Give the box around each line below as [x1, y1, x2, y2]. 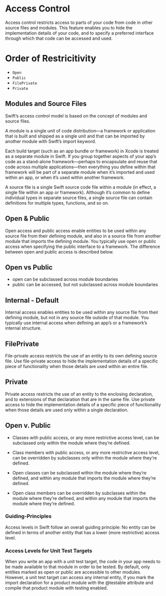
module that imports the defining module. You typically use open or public [5, 238, 157, 244]
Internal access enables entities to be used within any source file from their [5, 309, 159, 315]
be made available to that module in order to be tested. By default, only [5, 564, 150, 570]
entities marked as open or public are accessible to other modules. [5, 569, 141, 575]
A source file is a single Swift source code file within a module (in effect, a [5, 184, 156, 190]
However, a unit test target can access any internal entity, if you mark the [5, 575, 155, 581]
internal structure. [5, 325, 42, 331]
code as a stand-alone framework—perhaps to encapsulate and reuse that [5, 158, 158, 164]
